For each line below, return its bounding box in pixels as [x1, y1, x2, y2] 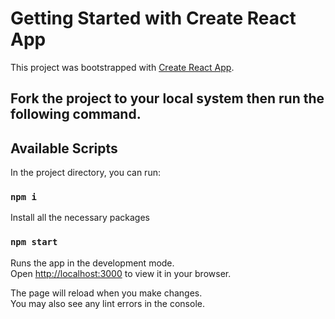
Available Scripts [10, 140, 118, 157]
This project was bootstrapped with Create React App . [10, 61, 235, 73]
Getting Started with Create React [10, 7, 297, 30]
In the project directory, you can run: [10, 167, 161, 179]
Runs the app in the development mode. [10, 257, 175, 269]
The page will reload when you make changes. [10, 287, 203, 299]
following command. [10, 106, 142, 123]
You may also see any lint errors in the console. [10, 297, 205, 309]
